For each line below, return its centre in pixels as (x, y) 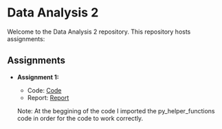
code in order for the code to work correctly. (80, 118)
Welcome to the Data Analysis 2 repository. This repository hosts (99, 32)
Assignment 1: (38, 77)
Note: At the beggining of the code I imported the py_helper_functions (116, 110)
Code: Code (44, 90)
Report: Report (48, 97)
